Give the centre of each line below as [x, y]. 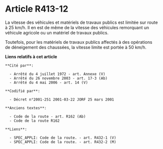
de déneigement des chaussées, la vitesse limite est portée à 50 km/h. [76, 47]
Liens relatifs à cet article [31, 56]
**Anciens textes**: [26, 108]
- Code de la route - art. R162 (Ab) [48, 116]
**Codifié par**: [23, 91]
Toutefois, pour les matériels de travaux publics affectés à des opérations [79, 42]
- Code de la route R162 [35, 121]
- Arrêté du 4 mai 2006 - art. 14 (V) [49, 83]
